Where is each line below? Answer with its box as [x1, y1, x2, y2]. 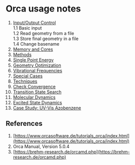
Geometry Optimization [13, 62, 62, 68]
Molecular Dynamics [13, 94, 56, 100]
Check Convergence [13, 83, 56, 89]
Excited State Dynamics [13, 99, 62, 105]
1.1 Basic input [13, 25, 42, 31]
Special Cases [13, 73, 43, 79]
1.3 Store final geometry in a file [13, 36, 79, 42]
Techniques [13, 78, 38, 84]
